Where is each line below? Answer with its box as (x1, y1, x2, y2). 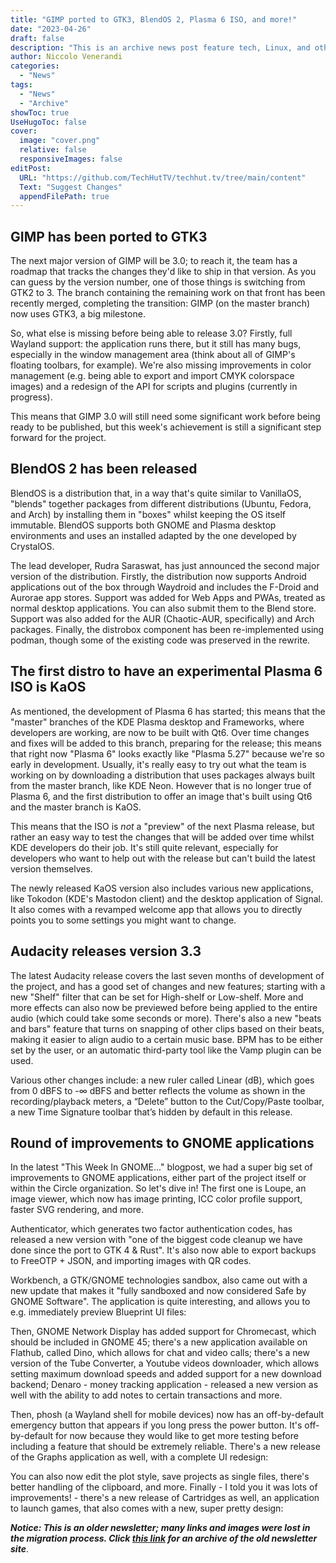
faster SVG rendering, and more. (10, 1204, 144, 1216)
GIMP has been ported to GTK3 (10, 228, 208, 245)
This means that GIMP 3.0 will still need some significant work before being (10, 411, 321, 423)
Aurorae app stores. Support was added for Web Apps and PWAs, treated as (10, 591, 326, 603)
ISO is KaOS (10, 679, 87, 696)
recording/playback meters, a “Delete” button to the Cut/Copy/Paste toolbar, (10, 1095, 325, 1107)
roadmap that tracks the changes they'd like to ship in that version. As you (10, 266, 317, 278)
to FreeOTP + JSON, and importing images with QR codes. (10, 1255, 252, 1267)
